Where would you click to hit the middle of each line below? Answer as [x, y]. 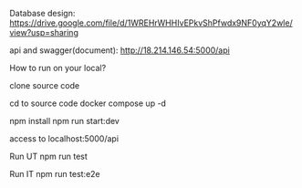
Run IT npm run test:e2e [55, 174]
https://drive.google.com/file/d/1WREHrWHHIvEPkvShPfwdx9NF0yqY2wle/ [151, 23]
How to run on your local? [58, 68]
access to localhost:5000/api [64, 139]
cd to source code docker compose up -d [88, 103]
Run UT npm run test [49, 156]
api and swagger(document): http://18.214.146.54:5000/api [120, 50]
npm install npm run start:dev [65, 121]
